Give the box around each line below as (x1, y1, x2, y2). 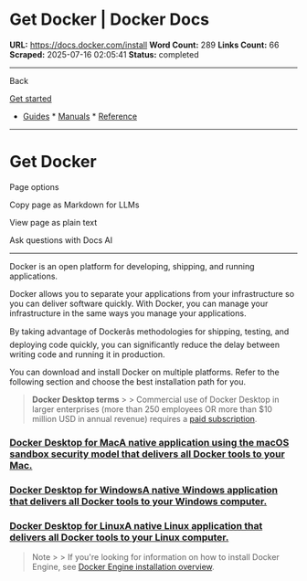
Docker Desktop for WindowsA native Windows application (9, 483, 279, 496)
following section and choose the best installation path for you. (9, 375, 247, 387)
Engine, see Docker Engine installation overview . (31, 562, 215, 573)
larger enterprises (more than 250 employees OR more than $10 (31, 403, 272, 415)
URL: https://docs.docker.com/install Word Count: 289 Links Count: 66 (9, 39, 280, 50)
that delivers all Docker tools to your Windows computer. (9, 494, 268, 507)
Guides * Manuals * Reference (22, 111, 138, 121)
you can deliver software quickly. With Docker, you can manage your (9, 298, 269, 309)
